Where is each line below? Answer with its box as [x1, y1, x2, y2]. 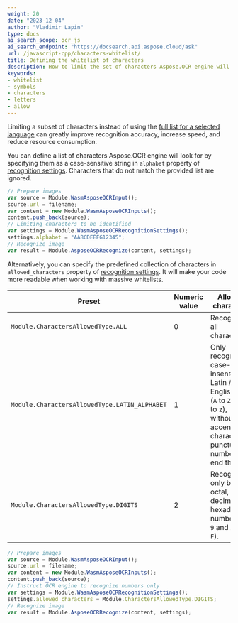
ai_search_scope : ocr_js [7, 37, 81, 44]
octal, [210, 487, 229, 497]
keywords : [7, 70, 37, 77]
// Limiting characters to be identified [7, 221, 132, 228]
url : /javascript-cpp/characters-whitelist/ [7, 50, 141, 58]
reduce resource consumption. [7, 137, 98, 146]
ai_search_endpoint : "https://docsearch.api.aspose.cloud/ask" [7, 43, 198, 50]
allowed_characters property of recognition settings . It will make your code [7, 267, 227, 276]
